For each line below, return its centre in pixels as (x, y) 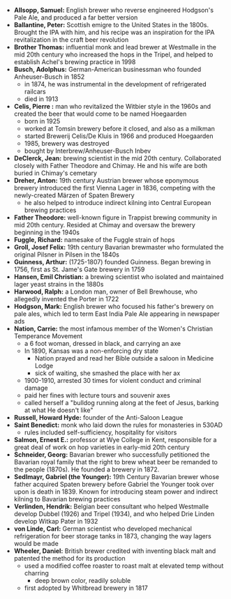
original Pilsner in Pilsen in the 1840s (67, 255)
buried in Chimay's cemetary (55, 173)
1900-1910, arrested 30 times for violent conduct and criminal (112, 380)
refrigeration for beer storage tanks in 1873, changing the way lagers (112, 536)
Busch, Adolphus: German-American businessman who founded (107, 69)
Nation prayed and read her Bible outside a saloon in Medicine (124, 358)
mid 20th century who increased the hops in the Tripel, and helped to (113, 54)
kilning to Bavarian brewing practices (67, 499)
